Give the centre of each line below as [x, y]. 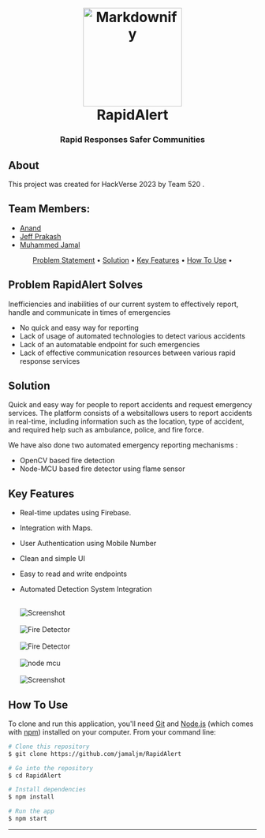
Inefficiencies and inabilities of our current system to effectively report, [123, 304]
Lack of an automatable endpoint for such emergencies [110, 344]
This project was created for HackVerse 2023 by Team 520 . [106, 184]
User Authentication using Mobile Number [88, 544]
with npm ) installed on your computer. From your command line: [112, 731]
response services [50, 361]
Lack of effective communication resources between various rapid [127, 353]
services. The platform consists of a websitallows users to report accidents [130, 413]
